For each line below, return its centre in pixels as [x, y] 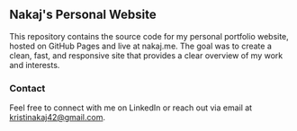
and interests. [35, 65]
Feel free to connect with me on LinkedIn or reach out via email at [131, 108]
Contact [27, 88]
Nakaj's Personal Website [83, 15]
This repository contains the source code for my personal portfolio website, [149, 36]
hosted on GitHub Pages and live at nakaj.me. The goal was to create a [141, 46]
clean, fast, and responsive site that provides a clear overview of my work [146, 55]
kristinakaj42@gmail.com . [58, 118]
